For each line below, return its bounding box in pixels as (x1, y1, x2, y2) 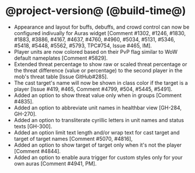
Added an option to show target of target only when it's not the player (13, 141, 182, 148)
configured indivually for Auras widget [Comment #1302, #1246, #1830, (13, 29, 186, 36)
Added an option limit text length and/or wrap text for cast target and (13, 129, 180, 136)
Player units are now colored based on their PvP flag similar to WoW (13, 48, 177, 55)
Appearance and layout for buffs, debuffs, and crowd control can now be (13, 23, 190, 30)
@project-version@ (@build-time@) (5, 4, 186, 18)
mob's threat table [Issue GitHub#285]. (13, 73, 109, 80)
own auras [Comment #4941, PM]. (13, 160, 97, 167)
